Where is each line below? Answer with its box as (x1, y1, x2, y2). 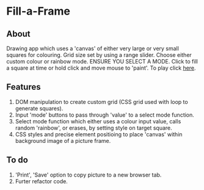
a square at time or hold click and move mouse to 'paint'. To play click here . (6, 64, 197, 71)
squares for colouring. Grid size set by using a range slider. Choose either (6, 51, 192, 59)
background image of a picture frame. (15, 137, 111, 144)
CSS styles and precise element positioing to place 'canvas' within (15, 130, 183, 138)
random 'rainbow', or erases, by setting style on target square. (15, 124, 172, 131)
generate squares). (15, 104, 64, 112)
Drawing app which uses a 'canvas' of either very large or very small (6, 45, 179, 52)
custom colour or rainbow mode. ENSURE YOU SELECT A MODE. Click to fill (6, 58, 199, 65)
